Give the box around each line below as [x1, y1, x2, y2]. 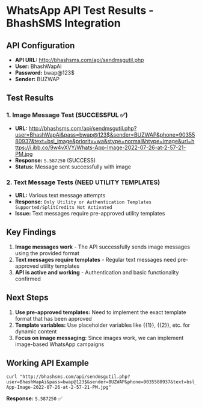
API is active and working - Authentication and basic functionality [14, 268, 179, 276]
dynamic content [14, 327, 57, 335]
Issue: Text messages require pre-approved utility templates [14, 209, 165, 217]
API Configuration [6, 40, 75, 51]
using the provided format [14, 249, 80, 256]
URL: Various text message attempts [14, 191, 106, 199]
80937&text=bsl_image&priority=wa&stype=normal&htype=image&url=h [14, 137, 195, 144]
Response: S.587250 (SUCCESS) [14, 156, 96, 164]
